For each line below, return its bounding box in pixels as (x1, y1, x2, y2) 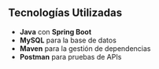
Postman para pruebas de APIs (19, 52, 122, 61)
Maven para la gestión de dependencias (19, 43, 151, 53)
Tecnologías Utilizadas (8, 6, 123, 20)
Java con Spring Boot (19, 27, 92, 36)
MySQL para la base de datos (19, 35, 116, 45)
